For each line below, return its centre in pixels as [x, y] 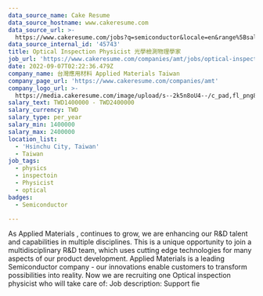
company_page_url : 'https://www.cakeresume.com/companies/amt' [113, 81]
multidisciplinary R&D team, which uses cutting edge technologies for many [130, 251]
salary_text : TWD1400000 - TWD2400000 [71, 103]
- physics [31, 168]
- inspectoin [36, 176]
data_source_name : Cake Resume [59, 15]
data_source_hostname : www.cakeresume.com [78, 23]
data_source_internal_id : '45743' [65, 45]
